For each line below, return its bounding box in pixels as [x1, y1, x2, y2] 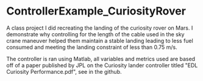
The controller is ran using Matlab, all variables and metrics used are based [6, 55, 196, 62]
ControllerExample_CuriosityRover [6, 4, 186, 18]
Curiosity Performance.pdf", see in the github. [6, 68, 122, 75]
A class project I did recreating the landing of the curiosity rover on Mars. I [6, 24, 193, 31]
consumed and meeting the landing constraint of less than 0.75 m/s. [6, 44, 178, 51]
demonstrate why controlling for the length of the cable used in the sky [6, 30, 185, 37]
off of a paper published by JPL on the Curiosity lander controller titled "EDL [6, 62, 198, 69]
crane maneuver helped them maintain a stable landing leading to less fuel [6, 37, 193, 44]
